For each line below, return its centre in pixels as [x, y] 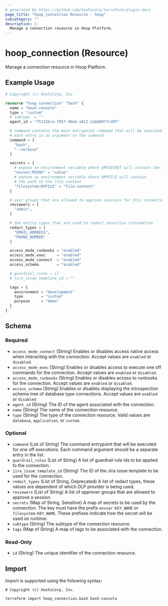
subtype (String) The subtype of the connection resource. [71, 523]
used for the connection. [38, 476]
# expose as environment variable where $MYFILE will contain [80, 177]
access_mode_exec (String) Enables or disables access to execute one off [87, 367]
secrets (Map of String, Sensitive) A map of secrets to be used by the [84, 502]
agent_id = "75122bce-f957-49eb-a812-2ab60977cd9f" [65, 122]
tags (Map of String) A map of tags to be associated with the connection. [87, 529]
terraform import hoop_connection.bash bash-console [61, 598]
